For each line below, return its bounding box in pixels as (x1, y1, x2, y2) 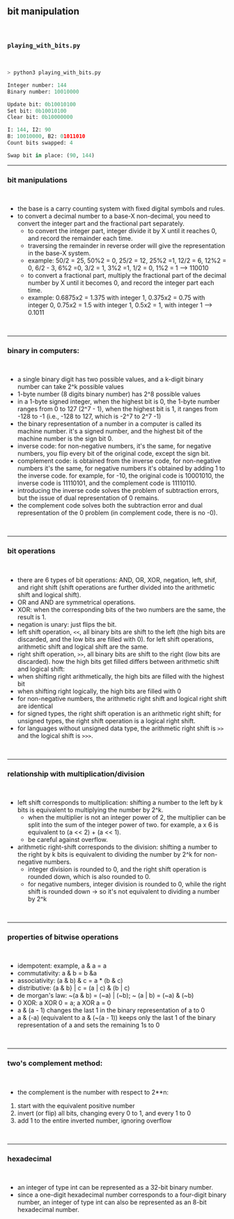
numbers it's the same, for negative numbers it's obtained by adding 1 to (17, 464, 226, 473)
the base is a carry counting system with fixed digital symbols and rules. (17, 205, 225, 213)
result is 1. (17, 612, 47, 621)
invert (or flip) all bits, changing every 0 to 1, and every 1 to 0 (17, 1109, 192, 1117)
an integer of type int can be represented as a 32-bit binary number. (17, 1183, 214, 1191)
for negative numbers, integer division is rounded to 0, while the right (27, 880, 226, 889)
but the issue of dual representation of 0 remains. (17, 494, 159, 502)
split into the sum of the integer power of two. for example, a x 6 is (27, 820, 219, 829)
